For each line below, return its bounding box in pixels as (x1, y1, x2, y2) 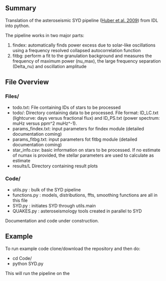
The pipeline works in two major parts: (5, 32, 84, 38)
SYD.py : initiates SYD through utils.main (12, 202, 96, 208)
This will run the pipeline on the (5, 270, 70, 276)
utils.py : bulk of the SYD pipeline (12, 186, 81, 192)
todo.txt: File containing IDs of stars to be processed (12, 104, 121, 110)
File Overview (5, 78, 49, 87)
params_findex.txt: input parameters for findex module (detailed (12, 125, 144, 132)
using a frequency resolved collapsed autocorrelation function (12, 47, 141, 53)
